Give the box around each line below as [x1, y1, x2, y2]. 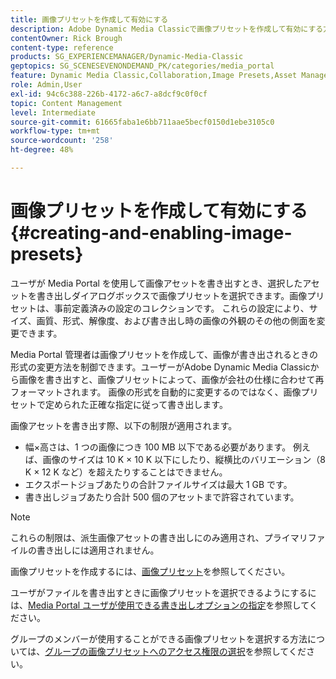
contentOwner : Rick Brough [10, 33, 123, 43]
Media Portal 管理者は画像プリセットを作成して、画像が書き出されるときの [10, 348, 319, 360]
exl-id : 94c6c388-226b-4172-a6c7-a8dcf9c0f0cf [10, 89, 208, 99]
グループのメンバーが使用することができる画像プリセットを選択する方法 [10, 632, 308, 645]
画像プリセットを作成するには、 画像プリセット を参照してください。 [10, 565, 291, 577]
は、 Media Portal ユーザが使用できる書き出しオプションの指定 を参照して [10, 599, 310, 611]
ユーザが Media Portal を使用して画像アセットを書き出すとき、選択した [10, 277, 303, 289]
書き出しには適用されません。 [36, 544, 160, 556]
